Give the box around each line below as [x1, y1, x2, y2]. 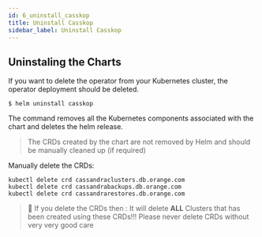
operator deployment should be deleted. [8, 84, 140, 94]
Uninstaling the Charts [8, 55, 122, 69]
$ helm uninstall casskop [8, 100, 93, 108]
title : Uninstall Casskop [8, 19, 93, 27]
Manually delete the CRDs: [8, 161, 95, 170]
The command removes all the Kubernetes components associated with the [8, 113, 254, 123]
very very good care [27, 220, 94, 230]
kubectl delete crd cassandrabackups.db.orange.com [8, 183, 182, 191]
